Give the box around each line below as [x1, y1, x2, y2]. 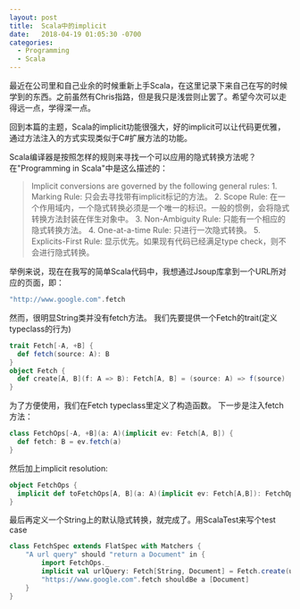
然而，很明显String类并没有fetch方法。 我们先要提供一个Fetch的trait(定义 [9, 312, 279, 322]
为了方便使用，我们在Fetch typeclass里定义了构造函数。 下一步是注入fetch [9, 400, 284, 411]
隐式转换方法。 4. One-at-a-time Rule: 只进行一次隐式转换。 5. [30, 225, 261, 235]
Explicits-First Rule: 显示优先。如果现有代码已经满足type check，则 [30, 236, 279, 246]
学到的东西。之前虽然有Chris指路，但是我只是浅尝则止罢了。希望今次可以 [9, 91, 279, 102]
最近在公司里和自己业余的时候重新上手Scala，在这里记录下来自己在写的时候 [9, 80, 288, 90]
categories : [9, 38, 54, 47]
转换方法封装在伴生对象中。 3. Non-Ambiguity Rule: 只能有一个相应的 [30, 213, 286, 224]
